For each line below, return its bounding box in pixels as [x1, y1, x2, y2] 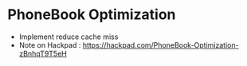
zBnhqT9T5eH [18, 49, 67, 58]
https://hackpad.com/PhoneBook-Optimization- [82, 40, 240, 49]
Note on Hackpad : [18, 40, 81, 49]
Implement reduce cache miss [18, 32, 119, 41]
